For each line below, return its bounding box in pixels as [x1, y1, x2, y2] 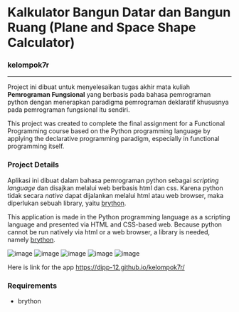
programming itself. [7, 142, 65, 150]
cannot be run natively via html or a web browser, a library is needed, [7, 227, 211, 236]
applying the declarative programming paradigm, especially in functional [7, 135, 220, 143]
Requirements [7, 281, 58, 291]
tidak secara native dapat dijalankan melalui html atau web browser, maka [7, 191, 224, 199]
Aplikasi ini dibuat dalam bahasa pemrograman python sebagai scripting [7, 176, 219, 184]
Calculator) [7, 35, 75, 51]
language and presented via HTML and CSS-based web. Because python [7, 220, 223, 229]
